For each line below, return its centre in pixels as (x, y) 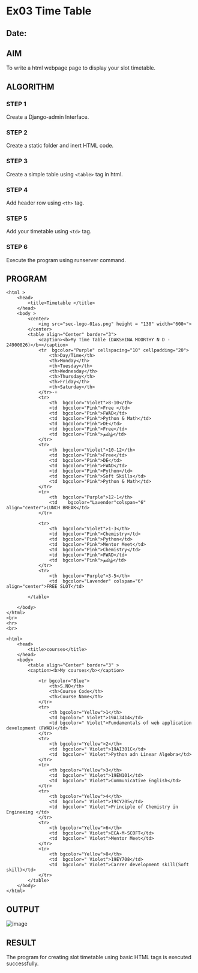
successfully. (22, 963)
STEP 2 (17, 132)
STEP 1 (16, 104)
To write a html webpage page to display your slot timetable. (81, 68)
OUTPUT (23, 909)
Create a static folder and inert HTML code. (60, 146)
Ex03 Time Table (49, 11)
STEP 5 (17, 218)
